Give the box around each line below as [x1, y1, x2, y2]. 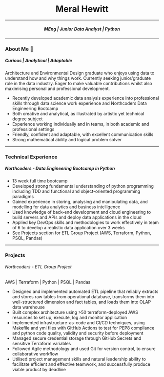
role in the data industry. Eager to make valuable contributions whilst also [5, 80, 152, 86]
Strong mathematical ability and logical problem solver [12, 136, 122, 142]
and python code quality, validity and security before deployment [12, 330, 143, 336]
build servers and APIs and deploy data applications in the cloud [12, 214, 142, 220]
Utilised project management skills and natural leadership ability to [12, 356, 146, 362]
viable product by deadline [12, 366, 66, 372]
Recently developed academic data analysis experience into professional [12, 95, 159, 101]
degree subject [12, 116, 43, 122]
